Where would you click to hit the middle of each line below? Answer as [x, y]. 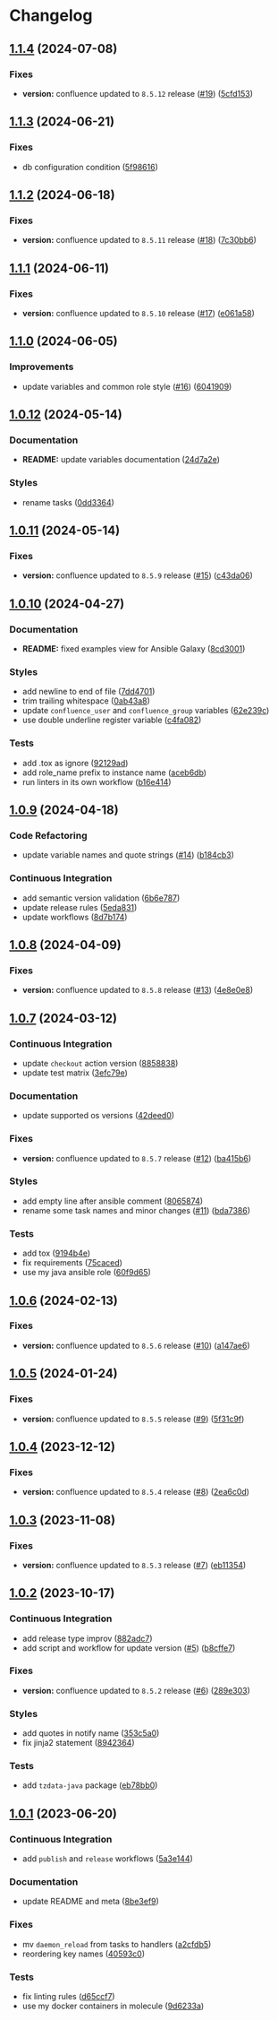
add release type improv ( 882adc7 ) [87, 1638]
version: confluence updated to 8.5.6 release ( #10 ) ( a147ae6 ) [136, 1345]
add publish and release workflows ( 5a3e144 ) [108, 1859]
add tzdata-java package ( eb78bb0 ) [90, 1785]
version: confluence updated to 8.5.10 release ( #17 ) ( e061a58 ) [138, 313]
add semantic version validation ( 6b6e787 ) [101, 898]
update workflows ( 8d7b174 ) [75, 917]
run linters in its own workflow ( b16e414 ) [97, 781]
